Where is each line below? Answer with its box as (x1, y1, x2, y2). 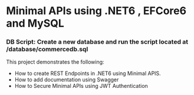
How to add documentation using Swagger (14, 76, 119, 83)
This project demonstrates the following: (6, 58, 104, 65)
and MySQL (6, 17, 65, 30)
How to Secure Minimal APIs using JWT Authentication (14, 83, 149, 90)
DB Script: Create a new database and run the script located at (6, 38, 189, 46)
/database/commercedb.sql (6, 45, 88, 54)
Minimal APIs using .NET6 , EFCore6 (6, 4, 187, 18)
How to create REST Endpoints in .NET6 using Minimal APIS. (14, 70, 161, 77)
